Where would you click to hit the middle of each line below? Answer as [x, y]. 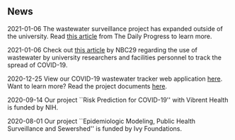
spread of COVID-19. [38, 65]
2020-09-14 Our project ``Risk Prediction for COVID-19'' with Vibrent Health [118, 100]
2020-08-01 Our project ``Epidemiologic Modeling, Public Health [102, 121]
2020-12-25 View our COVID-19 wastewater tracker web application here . [115, 78]
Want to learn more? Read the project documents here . [87, 86]
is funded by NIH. [33, 107]
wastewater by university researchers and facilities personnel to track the [114, 57]
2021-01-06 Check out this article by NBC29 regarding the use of [103, 49]
